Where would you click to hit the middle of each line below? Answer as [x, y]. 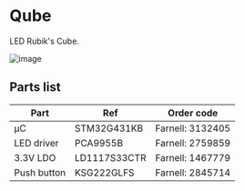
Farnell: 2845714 [192, 172]
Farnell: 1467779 [192, 157]
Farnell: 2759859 [192, 143]
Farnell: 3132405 [192, 128]
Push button [40, 172]
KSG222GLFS [104, 172]
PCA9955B [99, 143]
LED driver [36, 143]
